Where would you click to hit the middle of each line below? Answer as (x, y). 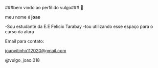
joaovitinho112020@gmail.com (36, 51)
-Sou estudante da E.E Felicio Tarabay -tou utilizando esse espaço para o (79, 26)
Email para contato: (24, 41)
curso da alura (20, 32)
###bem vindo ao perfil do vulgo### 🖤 (44, 8)
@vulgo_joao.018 (23, 60)
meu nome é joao (23, 17)
